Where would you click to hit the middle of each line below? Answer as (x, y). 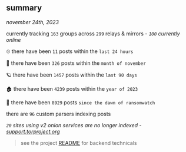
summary (24, 8)
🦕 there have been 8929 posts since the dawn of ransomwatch (81, 102)
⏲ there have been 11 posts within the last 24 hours (70, 51)
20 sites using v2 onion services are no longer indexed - (74, 125)
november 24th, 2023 (32, 22)
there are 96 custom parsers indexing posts (59, 114)
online (14, 39)
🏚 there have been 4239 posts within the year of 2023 (72, 88)
